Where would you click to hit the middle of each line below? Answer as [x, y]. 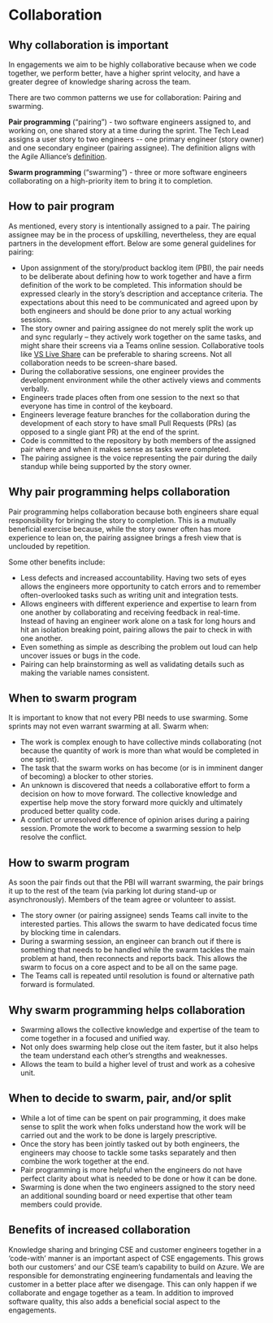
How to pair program [62, 206]
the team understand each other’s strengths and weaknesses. [123, 1055]
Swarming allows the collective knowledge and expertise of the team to [140, 1029]
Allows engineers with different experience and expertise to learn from [139, 603]
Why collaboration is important [89, 45]
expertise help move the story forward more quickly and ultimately [131, 803]
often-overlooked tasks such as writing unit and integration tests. [129, 594]
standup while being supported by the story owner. [106, 466]
